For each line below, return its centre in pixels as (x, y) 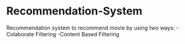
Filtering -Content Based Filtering (78, 34)
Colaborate (20, 34)
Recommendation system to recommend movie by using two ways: (91, 28)
